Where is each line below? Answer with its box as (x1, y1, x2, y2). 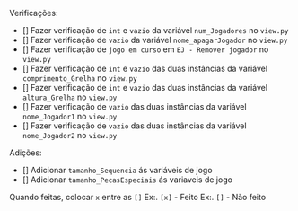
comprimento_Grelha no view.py (22, 73, 137, 84)
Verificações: (9, 8, 58, 18)
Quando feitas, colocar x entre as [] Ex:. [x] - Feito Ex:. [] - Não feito (9, 192, 267, 202)
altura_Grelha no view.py (22, 92, 118, 102)
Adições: (9, 147, 42, 158)
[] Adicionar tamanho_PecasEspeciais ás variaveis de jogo (22, 174, 233, 185)
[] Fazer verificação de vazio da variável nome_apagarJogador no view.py (22, 35, 288, 45)
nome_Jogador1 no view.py (22, 111, 118, 121)
